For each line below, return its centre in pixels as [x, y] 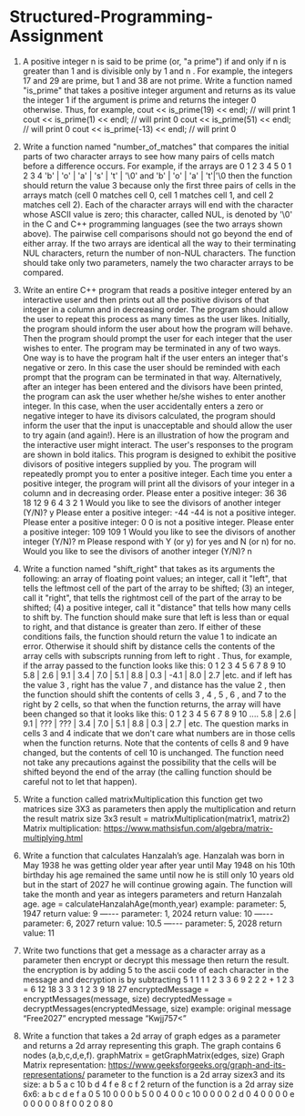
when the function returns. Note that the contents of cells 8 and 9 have [156, 743]
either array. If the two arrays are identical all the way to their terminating [159, 243]
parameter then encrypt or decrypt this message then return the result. [156, 960]
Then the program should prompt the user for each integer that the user [158, 338]
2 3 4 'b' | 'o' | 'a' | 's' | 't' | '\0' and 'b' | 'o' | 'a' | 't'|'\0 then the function [158, 176]
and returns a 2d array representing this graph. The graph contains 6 [152, 1045]
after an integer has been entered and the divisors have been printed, [153, 386]
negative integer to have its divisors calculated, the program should [149, 415]
